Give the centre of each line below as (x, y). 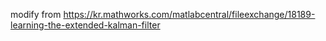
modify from (36, 14)
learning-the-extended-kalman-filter (85, 25)
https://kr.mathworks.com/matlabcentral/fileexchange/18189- (189, 14)
